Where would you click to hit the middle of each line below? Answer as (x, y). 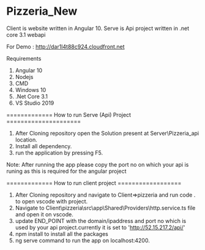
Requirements (24, 58)
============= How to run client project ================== (94, 183)
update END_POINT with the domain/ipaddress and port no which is (101, 221)
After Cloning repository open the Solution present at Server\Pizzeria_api (107, 133)
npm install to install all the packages (61, 233)
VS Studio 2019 (35, 103)
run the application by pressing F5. (59, 153)
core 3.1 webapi (26, 34)
